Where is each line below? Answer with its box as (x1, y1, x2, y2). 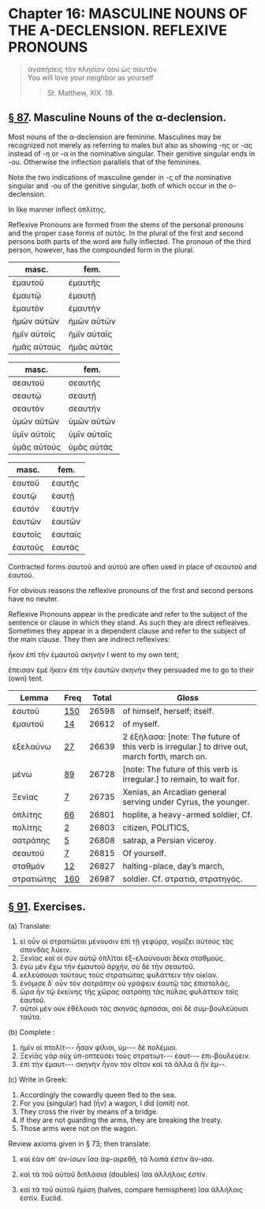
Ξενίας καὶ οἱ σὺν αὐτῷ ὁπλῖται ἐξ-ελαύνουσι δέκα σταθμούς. (19, 953, 226, 963)
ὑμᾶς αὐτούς (12, 441, 62, 452)
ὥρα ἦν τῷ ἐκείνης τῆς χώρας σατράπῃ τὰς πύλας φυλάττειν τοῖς (19, 986, 239, 996)
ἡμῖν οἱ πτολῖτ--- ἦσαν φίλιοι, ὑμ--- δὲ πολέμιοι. (19, 1042, 178, 1052)
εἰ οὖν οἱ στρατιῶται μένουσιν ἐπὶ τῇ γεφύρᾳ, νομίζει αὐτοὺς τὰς (19, 937, 234, 946)
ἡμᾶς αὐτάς (68, 341, 114, 352)
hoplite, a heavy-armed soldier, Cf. (122, 809, 253, 820)
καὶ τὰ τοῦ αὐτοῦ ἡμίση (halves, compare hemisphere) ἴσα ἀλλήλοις (19, 1185, 243, 1194)
